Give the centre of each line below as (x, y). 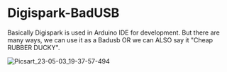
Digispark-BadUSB (63, 13)
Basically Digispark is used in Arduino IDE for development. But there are (113, 32)
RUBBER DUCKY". (34, 47)
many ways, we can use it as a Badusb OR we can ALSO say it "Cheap (110, 40)
